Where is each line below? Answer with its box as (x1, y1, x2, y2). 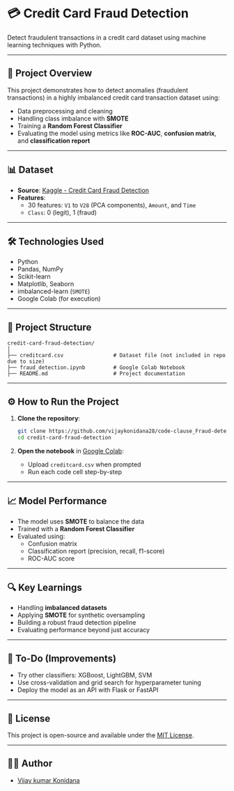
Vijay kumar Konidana (17, 776, 80, 784)
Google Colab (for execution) (17, 295, 101, 303)
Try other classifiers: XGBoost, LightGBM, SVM (17, 671, 153, 680)
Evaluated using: (17, 532, 65, 540)
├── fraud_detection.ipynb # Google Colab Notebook (7, 364, 186, 371)
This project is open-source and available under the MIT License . (7, 731, 194, 739)
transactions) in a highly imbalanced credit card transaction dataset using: (7, 93, 220, 102)
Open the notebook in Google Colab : (17, 446, 124, 455)
